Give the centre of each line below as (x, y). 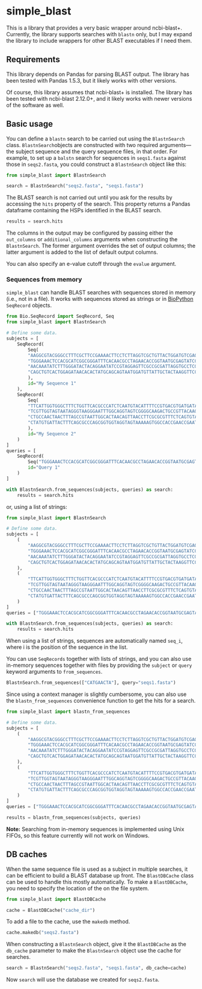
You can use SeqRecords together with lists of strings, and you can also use (99, 659)
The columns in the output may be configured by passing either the (90, 233)
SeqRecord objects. (29, 305)
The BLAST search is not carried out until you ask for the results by (89, 198)
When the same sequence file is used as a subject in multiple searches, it (97, 869)
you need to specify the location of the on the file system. (78, 888)
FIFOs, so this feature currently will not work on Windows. (78, 835)
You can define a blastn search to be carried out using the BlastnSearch (96, 138)
